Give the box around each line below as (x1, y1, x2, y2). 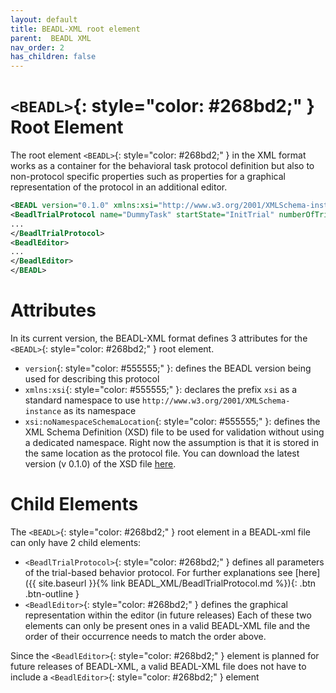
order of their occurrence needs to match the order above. (24, 630, 267, 642)
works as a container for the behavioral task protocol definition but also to (10, 160, 315, 172)
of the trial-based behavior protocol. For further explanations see (24, 566, 293, 578)
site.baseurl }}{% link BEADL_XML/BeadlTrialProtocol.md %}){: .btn (38, 577, 317, 589)
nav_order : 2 (10, 42, 65, 53)
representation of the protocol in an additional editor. (10, 181, 228, 193)
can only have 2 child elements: (10, 536, 142, 548)
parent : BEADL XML (10, 33, 92, 43)
